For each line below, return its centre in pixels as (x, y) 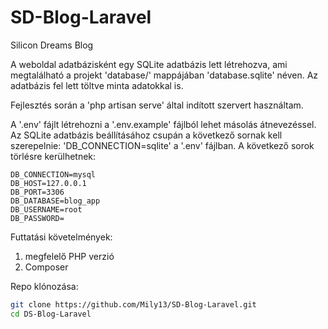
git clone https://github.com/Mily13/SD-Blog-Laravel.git (133, 304)
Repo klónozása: (44, 286)
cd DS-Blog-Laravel (51, 314)
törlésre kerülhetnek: (53, 156)
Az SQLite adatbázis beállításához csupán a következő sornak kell (146, 135)
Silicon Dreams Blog (52, 45)
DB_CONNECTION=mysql (53, 174)
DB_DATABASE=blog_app (55, 201)
